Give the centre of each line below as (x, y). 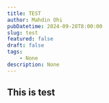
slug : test (23, 33)
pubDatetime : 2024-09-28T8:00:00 (55, 26)
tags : (15, 52)
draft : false (26, 45)
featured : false (30, 39)
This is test (31, 92)
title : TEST (24, 13)
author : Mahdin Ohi (35, 20)
